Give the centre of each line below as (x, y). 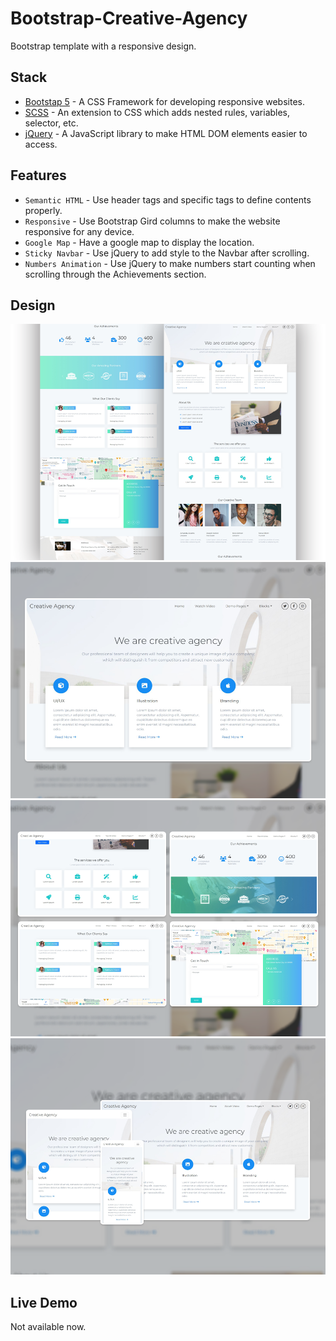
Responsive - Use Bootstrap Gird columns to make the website (152, 221)
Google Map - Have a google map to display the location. (139, 242)
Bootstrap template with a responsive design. (103, 46)
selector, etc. (51, 123)
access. (41, 144)
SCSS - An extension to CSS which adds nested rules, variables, (157, 112)
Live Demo (44, 1302)
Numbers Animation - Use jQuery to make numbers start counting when (170, 263)
